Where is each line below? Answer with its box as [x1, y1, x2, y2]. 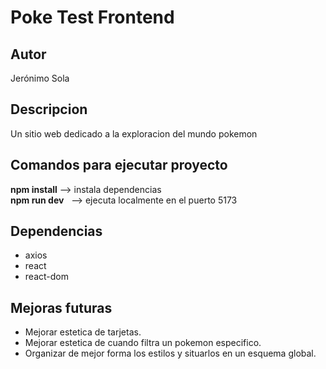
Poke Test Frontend [10, 6, 175, 29]
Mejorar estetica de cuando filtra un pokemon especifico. [24, 337, 262, 349]
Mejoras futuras [10, 299, 113, 316]
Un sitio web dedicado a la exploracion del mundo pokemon [10, 127, 258, 140]
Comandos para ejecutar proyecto [10, 157, 228, 174]
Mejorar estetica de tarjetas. [24, 326, 142, 338]
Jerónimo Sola [10, 72, 70, 84]
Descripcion [10, 101, 88, 118]
